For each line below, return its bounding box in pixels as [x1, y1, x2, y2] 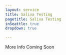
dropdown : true [5, 26, 37, 31]
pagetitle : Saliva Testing [5, 16, 61, 21]
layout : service [5, 7, 39, 12]
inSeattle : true [5, 21, 39, 26]
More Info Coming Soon [5, 44, 54, 50]
